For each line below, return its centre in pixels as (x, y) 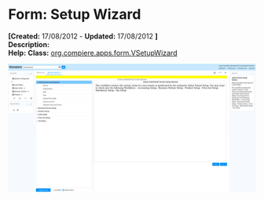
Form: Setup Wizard (75, 15)
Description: (29, 44)
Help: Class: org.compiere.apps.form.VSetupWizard (93, 53)
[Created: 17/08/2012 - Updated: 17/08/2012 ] (83, 36)
